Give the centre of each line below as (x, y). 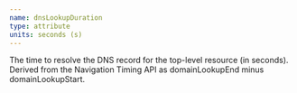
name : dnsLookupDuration (56, 18)
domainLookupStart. (47, 79)
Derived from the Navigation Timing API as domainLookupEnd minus (137, 70)
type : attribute (40, 26)
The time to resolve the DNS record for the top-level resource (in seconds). (149, 60)
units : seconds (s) (46, 34)
